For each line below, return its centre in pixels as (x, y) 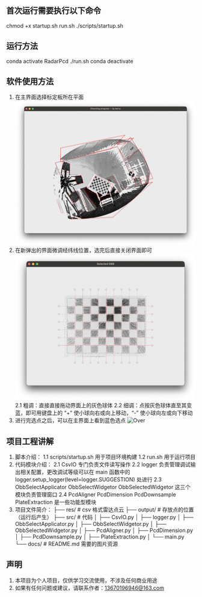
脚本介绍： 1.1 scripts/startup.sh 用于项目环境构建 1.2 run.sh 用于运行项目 (105, 457)
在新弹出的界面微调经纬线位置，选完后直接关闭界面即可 (83, 250)
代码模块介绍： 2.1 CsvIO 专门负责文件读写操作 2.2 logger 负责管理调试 (103, 464)
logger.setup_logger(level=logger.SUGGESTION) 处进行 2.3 (88, 480)
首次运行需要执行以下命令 (54, 11)
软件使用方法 (30, 82)
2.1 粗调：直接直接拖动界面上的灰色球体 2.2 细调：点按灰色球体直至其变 (103, 405)
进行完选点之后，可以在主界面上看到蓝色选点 (70, 420)
